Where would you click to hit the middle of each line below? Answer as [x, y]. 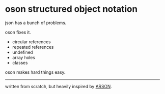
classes [20, 63]
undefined [23, 52]
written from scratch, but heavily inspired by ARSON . [58, 86]
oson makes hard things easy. [35, 72]
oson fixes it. [18, 32]
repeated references [33, 47]
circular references [31, 42]
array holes [24, 57]
